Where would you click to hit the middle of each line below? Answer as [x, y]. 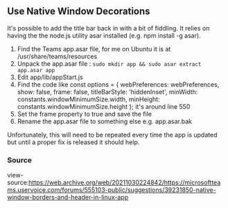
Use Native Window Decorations [79, 11]
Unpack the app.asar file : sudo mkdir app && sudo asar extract [109, 63]
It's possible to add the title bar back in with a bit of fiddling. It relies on [108, 28]
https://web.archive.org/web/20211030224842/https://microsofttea [125, 182]
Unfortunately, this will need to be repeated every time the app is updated [112, 135]
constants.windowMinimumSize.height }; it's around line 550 [104, 106]
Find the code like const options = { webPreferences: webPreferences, [118, 84]
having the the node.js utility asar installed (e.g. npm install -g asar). [104, 35]
